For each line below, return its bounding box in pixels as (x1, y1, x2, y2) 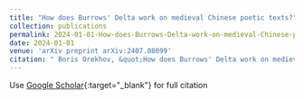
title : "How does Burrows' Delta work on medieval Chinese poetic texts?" (9, 13, 298, 22)
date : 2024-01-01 (9, 38, 75, 48)
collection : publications (9, 22, 107, 31)
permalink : (9, 30, 51, 39)
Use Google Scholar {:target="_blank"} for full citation (9, 80, 208, 90)
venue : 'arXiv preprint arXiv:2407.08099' (9, 47, 172, 56)
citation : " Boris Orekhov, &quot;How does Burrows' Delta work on (9, 55, 270, 64)
